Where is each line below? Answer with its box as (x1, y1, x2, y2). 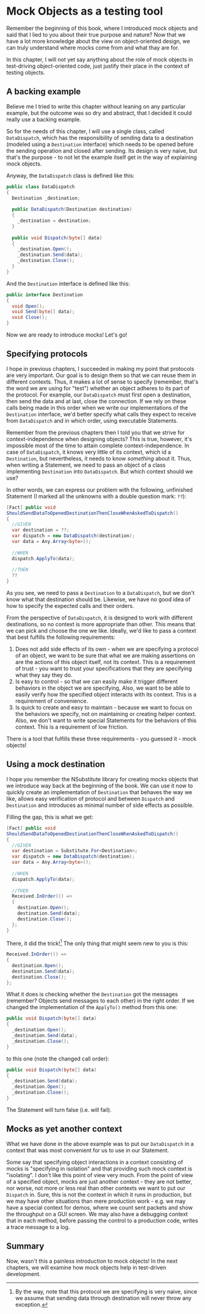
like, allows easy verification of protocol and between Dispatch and (6, 795, 175, 802)
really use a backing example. (6, 115, 81, 123)
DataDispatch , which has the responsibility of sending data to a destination (6, 134, 194, 141)
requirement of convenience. (15, 698, 88, 705)
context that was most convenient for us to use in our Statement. (6, 1147, 170, 1154)
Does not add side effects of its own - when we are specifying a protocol (15, 646, 199, 653)
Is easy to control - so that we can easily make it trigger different (15, 678, 178, 685)
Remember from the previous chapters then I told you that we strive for (6, 429, 185, 436)
